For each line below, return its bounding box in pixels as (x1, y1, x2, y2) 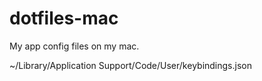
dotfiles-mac (9, 7, 119, 30)
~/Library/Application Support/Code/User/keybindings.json (9, 59, 252, 71)
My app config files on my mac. (9, 40, 140, 52)
